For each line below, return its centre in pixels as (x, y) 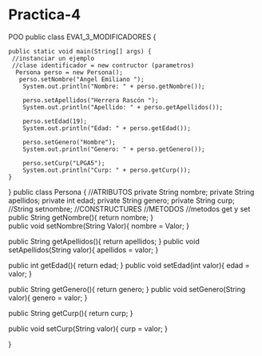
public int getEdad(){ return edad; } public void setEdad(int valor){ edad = (129, 265)
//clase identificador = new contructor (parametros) (103, 65)
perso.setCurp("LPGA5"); (64, 163)
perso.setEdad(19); (55, 121)
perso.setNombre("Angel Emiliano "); (82, 79)
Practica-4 (45, 15)
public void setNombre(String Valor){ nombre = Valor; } (99, 226)
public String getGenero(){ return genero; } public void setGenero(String (127, 289)
